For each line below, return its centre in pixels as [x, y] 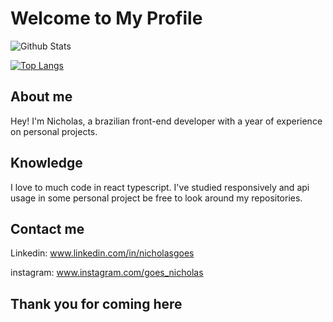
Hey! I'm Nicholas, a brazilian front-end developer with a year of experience [166, 121]
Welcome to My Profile [106, 18]
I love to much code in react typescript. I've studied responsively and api [160, 187]
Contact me [47, 228]
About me [41, 97]
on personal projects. [54, 131]
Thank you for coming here [96, 303]
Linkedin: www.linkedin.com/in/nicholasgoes [102, 253]
